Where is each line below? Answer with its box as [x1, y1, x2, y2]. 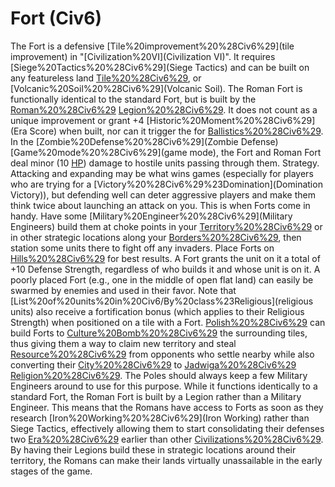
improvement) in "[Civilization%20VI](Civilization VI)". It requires [10, 50, 276, 62]
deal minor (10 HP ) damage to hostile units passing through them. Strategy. [10, 157, 320, 169]
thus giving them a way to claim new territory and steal [10, 337, 237, 349]
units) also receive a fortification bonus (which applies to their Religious [10, 305, 305, 317]
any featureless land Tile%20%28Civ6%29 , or [10, 72, 202, 84]
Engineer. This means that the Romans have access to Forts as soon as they [10, 401, 324, 413]
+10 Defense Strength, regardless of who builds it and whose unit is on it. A [10, 263, 321, 275]
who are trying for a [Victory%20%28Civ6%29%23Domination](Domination [10, 178, 323, 190]
